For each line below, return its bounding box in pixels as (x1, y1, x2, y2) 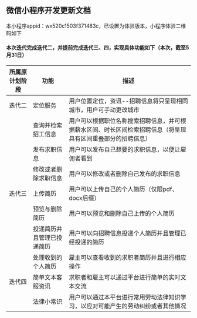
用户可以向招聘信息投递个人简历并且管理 (69, 229, 181, 237)
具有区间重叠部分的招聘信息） (69, 135, 151, 143)
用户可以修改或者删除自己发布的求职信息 (69, 170, 181, 178)
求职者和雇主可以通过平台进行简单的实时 (69, 273, 181, 282)
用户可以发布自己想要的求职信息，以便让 (69, 146, 181, 154)
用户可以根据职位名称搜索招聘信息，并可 (69, 117, 181, 125)
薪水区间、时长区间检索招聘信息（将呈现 (74, 126, 186, 134)
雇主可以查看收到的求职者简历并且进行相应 (69, 253, 186, 262)
